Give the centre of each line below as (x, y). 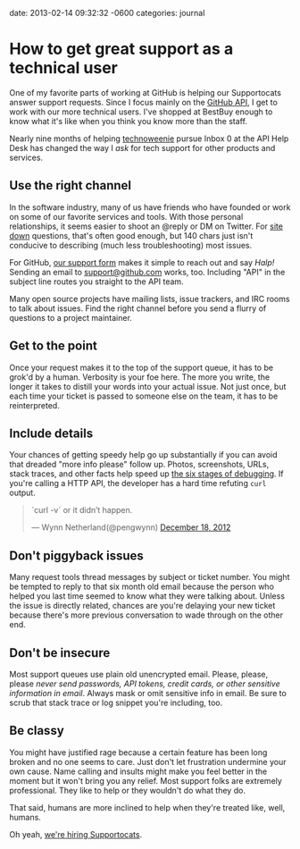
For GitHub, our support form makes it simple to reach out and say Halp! (142, 262)
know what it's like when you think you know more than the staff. (129, 121)
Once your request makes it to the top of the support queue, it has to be (142, 367)
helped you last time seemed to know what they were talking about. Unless (147, 596)
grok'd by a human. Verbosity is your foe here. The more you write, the (140, 377)
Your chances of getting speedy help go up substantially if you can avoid (144, 455)
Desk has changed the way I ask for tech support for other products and (142, 147)
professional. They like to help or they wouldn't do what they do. (127, 790)
